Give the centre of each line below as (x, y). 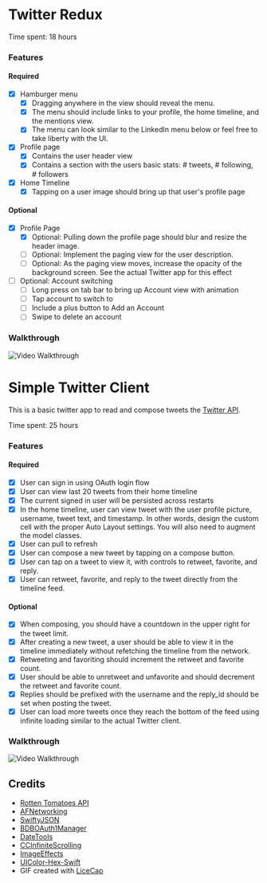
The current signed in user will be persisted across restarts (116, 500)
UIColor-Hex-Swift (50, 861)
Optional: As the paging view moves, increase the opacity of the (137, 264)
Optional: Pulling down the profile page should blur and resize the (139, 237)
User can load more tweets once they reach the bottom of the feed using (139, 712)
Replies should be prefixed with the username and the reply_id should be (139, 694)
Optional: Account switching (66, 281)
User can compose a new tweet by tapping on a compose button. (127, 553)
